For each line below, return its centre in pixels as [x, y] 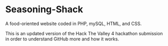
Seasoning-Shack [44, 9]
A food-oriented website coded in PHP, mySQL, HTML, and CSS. [73, 24]
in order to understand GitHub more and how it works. [62, 39]
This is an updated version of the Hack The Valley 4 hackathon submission [84, 33]
